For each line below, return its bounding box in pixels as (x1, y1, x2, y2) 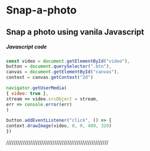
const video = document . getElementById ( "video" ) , (6, 58, 131, 64)
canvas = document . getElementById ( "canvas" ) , (6, 69, 119, 75)
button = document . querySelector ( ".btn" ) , (6, 63, 112, 69)
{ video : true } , (6, 90, 49, 96)
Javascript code (6, 43, 47, 51)
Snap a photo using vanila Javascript (6, 27, 145, 37)
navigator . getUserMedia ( (6, 85, 67, 91)
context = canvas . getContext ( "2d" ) (6, 75, 94, 80)
